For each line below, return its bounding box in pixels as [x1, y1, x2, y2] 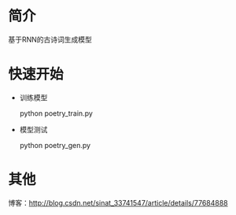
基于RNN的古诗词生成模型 [8, 35, 93, 44]
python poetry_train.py [19, 108, 93, 118]
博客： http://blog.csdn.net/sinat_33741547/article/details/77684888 [8, 198, 228, 207]
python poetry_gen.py [19, 140, 91, 150]
